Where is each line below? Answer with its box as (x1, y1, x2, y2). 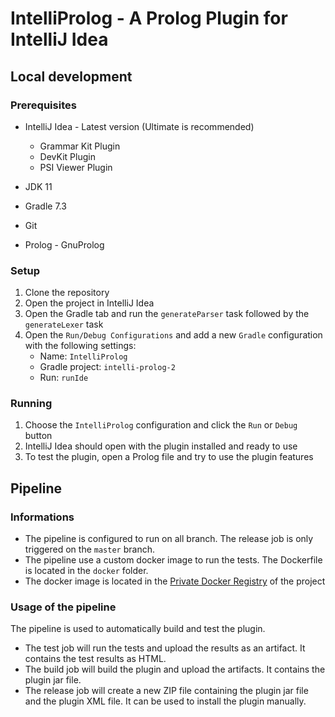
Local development (10, 68, 133, 85)
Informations (10, 510, 75, 524)
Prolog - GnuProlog (24, 238, 105, 251)
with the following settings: (24, 340, 137, 352)
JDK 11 (24, 180, 53, 192)
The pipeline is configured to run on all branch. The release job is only (24, 533, 314, 545)
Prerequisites (10, 98, 77, 112)
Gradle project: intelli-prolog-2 (39, 361, 176, 373)
